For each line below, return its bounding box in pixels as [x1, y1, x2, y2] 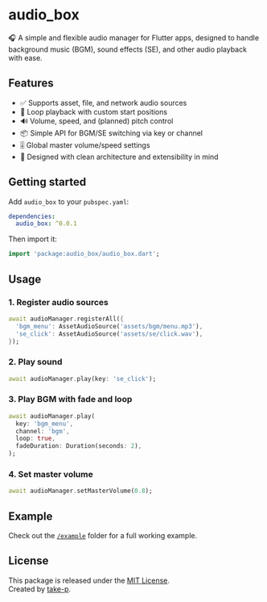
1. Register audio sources [8, 296, 109, 307]
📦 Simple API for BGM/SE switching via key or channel [19, 128, 203, 138]
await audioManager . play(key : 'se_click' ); [8, 374, 157, 383]
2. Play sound [8, 357, 63, 368]
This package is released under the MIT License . [8, 575, 170, 585]
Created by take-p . [8, 583, 71, 594]
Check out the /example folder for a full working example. [8, 531, 198, 541]
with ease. [8, 52, 43, 62]
